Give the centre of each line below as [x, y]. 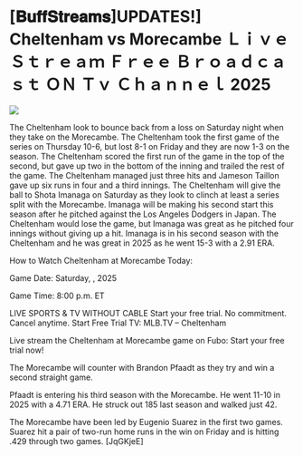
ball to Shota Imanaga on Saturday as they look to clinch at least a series [145, 194]
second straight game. [51, 377]
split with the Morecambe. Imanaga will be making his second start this [142, 204]
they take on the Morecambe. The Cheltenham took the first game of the [145, 137]
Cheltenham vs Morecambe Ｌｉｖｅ [149, 39]
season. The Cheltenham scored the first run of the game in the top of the [147, 156]
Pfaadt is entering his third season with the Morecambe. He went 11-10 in [145, 394]
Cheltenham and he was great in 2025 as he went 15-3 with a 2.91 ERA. [142, 243]
